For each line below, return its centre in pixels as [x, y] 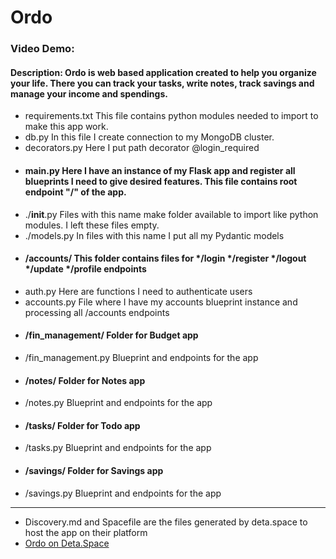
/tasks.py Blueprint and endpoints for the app [118, 448]
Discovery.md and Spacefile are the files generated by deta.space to [166, 522]
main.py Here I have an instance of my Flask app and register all [160, 170]
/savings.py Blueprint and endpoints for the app [123, 493]
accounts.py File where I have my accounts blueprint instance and [161, 302]
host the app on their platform [86, 532]
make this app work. [66, 127]
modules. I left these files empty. [92, 225]
